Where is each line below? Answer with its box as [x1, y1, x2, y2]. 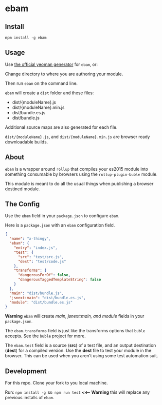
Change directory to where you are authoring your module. [5, 71, 123, 77]
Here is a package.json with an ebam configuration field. [5, 223, 115, 228]
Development [5, 367, 47, 375]
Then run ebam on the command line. [5, 80, 78, 86]
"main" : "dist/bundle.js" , [9, 291, 64, 296]
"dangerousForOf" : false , [18, 273, 71, 278]
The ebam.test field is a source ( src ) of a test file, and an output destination [5, 343, 156, 348]
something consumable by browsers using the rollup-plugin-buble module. [5, 171, 158, 177]
